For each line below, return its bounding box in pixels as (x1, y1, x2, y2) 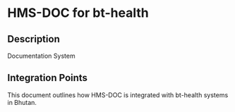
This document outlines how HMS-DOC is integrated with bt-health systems (7, 90, 229, 99)
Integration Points (7, 72, 88, 84)
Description (7, 33, 60, 45)
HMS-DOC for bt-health (7, 5, 150, 21)
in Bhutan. (7, 98, 37, 106)
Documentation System (7, 51, 76, 60)
